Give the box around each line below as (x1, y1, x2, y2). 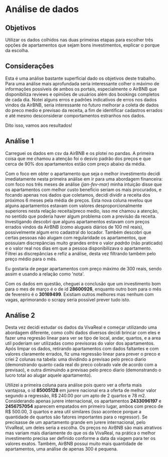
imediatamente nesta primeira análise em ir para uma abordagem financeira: (5, 176, 163, 182)
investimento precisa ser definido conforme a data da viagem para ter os (5, 435, 156, 441)
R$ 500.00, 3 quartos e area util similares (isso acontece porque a (5, 409, 141, 415)
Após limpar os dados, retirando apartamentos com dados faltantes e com (5, 346, 159, 352)
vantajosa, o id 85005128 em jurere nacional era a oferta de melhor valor (5, 387, 157, 393)
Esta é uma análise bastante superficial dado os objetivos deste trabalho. (5, 75, 156, 81)
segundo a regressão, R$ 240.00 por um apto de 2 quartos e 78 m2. (5, 393, 146, 399)
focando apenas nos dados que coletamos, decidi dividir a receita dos (5, 192, 150, 198)
